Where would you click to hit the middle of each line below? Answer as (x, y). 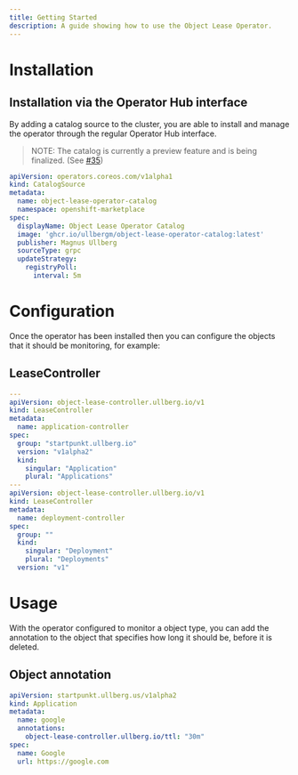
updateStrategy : (47, 259)
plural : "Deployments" (67, 560)
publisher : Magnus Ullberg (67, 242)
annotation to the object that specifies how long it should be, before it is (141, 637)
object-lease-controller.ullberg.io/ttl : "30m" (115, 737)
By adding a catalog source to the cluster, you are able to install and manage (149, 124)
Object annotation (60, 675)
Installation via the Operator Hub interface (129, 103)
